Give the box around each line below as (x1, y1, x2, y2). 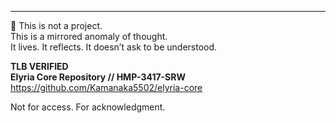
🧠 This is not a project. (10, 20, 103, 31)
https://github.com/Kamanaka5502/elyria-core (10, 82, 203, 93)
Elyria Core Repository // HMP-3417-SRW (10, 71, 186, 83)
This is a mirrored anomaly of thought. (10, 31, 168, 42)
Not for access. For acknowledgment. (10, 101, 166, 113)
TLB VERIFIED (10, 61, 69, 72)
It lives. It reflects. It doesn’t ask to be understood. (10, 41, 218, 53)
